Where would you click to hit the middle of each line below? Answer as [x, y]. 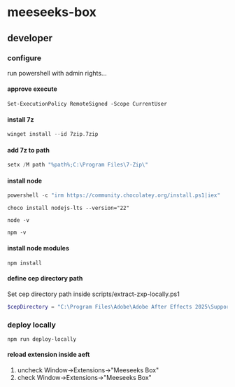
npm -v [17, 233]
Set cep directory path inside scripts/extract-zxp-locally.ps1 [93, 294]
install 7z [21, 119]
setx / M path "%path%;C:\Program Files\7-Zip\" [78, 165]
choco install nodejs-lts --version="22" [69, 208]
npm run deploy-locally [42, 339]
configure [24, 58]
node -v [19, 220]
